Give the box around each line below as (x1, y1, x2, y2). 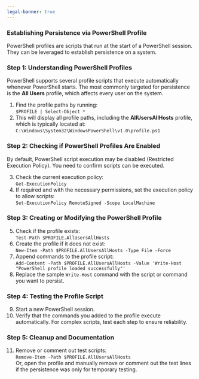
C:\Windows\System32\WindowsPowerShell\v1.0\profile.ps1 (15, 128, 161, 134)
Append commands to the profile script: (15, 253, 114, 260)
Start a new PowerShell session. (15, 306, 95, 313)
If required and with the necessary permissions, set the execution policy (15, 186, 194, 193)
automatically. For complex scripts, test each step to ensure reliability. (15, 319, 188, 326)
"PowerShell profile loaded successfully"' (15, 265, 126, 271)
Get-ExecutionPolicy (15, 181, 67, 187)
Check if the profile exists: (15, 227, 80, 234)
